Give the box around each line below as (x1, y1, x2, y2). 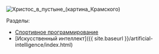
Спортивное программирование (14, 28, 99, 36)
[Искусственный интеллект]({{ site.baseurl (14, 35, 124, 42)
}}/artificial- (124, 35, 154, 42)
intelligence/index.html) (14, 42, 73, 48)
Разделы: (6, 17, 30, 24)
